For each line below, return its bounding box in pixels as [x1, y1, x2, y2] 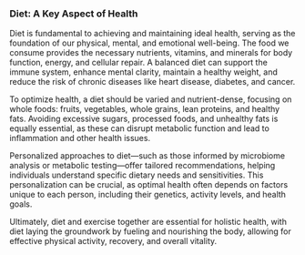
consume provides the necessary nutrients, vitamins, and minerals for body [9, 47, 293, 58]
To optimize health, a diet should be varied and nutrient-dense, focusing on [9, 94, 292, 105]
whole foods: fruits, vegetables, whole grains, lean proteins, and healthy [9, 104, 280, 115]
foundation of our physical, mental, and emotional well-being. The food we [9, 37, 290, 48]
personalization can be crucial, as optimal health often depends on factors [9, 179, 289, 190]
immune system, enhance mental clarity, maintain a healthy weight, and [9, 66, 278, 77]
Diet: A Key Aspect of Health [9, 7, 138, 20]
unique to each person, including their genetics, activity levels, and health [9, 189, 287, 200]
